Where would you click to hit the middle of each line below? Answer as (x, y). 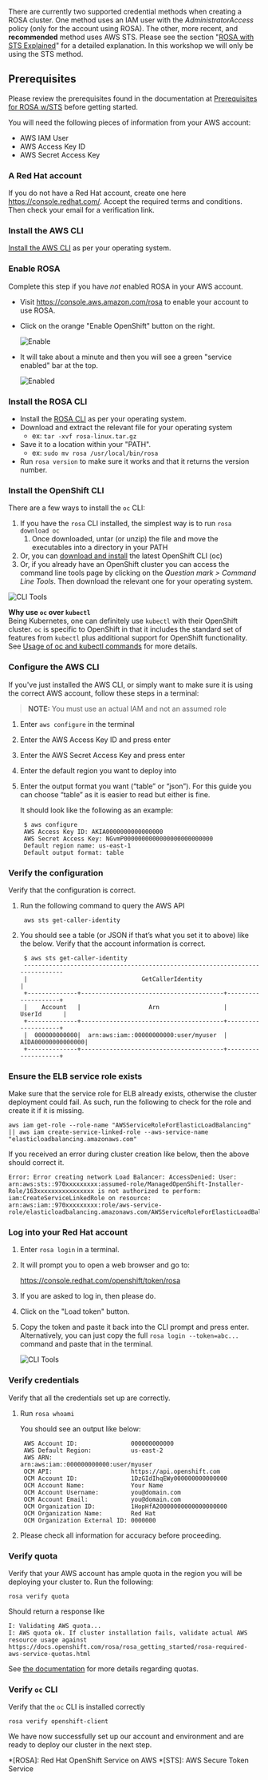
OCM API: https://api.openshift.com (122, 1471)
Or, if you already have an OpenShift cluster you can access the (124, 565)
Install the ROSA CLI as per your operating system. (103, 419)
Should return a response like (57, 1611)
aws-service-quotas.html (49, 1654)
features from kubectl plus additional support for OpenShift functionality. (128, 638)
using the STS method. (46, 54)
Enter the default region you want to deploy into (98, 770)
